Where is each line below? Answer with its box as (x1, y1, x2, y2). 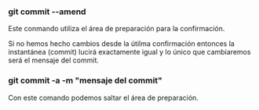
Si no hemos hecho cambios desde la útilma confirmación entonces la (8, 39, 235, 48)
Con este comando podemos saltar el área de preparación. (8, 93, 199, 102)
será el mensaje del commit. (8, 55, 100, 65)
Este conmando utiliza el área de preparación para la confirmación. (8, 24, 225, 34)
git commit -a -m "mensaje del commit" (8, 75, 162, 86)
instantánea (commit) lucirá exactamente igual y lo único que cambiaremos (8, 48, 251, 57)
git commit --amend (8, 6, 86, 17)
